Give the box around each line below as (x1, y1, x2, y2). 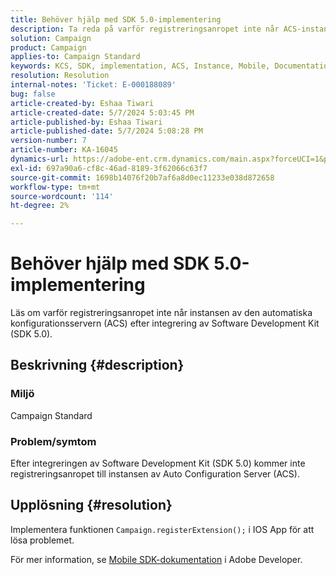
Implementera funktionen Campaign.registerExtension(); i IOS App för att (10, 523, 315, 535)
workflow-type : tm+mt (10, 182, 101, 192)
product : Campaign (10, 42, 87, 53)
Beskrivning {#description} (10, 357, 185, 374)
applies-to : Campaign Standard (10, 52, 141, 62)
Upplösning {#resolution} (10, 497, 173, 514)
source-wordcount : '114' (10, 191, 114, 201)
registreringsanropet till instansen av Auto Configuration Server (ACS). (10, 468, 300, 480)
